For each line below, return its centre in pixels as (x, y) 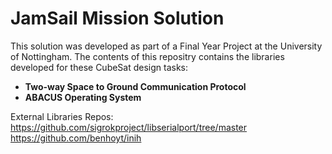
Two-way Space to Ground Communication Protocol (135, 86)
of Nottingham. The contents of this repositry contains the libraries (147, 56)
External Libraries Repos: (62, 116)
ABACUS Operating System (83, 97)
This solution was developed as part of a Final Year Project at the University (166, 46)
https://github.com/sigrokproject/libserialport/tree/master (129, 127)
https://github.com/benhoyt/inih (76, 138)
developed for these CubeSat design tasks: (99, 67)
